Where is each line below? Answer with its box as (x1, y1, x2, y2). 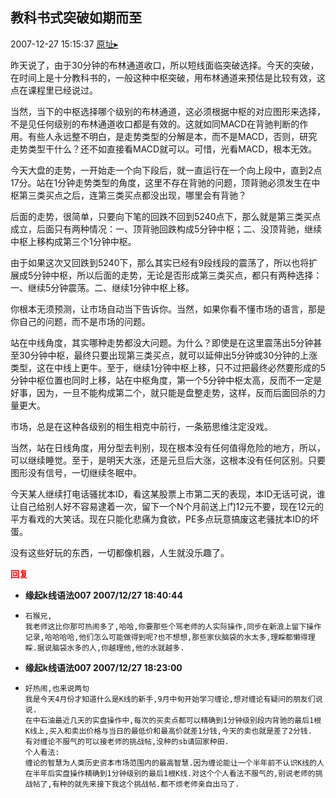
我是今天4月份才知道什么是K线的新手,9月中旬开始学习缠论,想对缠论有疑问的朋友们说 (24, 694, 323, 704)
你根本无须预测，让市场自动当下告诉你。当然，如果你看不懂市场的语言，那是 (10, 303, 326, 315)
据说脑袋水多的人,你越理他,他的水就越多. (36, 643, 185, 653)
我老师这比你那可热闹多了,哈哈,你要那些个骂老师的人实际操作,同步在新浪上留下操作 (24, 621, 322, 632)
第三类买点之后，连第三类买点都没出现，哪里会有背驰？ (18, 189, 247, 201)
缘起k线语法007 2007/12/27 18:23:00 (24, 661, 183, 673)
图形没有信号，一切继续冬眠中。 (10, 466, 142, 478)
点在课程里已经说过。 (10, 84, 98, 96)
